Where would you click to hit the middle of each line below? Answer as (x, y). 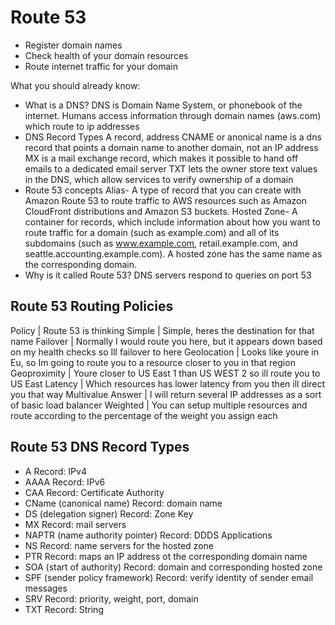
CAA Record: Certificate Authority (94, 492)
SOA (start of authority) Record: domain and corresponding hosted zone (173, 567)
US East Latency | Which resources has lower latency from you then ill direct (168, 383)
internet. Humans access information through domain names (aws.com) (173, 115)
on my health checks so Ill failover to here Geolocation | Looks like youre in (164, 352)
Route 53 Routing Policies (92, 306)
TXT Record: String (64, 609)
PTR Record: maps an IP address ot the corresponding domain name (166, 556)
